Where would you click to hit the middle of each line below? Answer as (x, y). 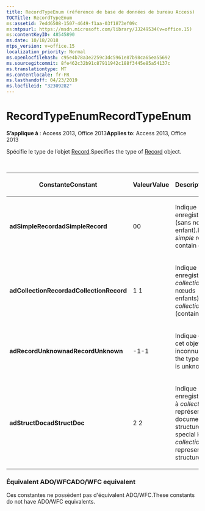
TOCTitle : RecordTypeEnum (39, 18)
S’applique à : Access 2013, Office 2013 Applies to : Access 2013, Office (96, 133)
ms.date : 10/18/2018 (33, 40)
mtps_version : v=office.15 (41, 47)
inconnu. (187, 351)
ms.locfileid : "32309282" (39, 86)
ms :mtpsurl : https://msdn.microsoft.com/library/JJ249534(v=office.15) (99, 29)
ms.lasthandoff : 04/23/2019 (42, 80)
